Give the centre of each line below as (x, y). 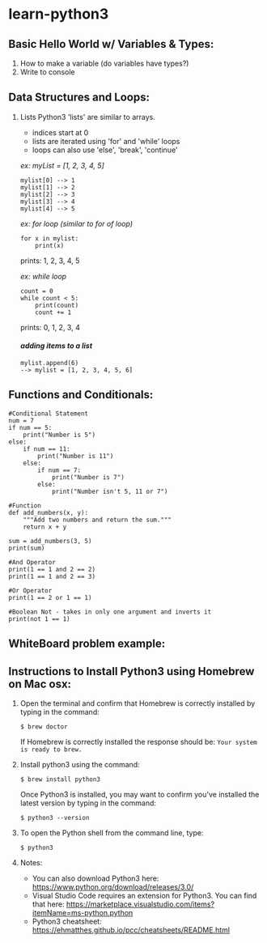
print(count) (57, 305)
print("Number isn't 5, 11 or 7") (110, 491)
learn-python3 (59, 14)
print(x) (50, 245)
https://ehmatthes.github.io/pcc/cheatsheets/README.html (131, 930)
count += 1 (53, 312)
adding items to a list (56, 346)
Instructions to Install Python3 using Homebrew (131, 671)
